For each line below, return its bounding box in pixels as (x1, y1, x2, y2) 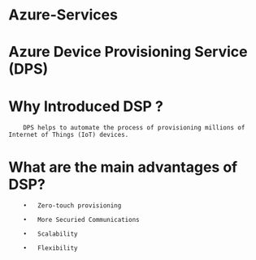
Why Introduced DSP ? (8, 97, 164, 115)
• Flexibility (23, 245, 79, 253)
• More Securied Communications (23, 216, 140, 224)
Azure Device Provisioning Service (8, 43, 248, 62)
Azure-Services (8, 6, 118, 24)
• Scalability (23, 230, 79, 238)
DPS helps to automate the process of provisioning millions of (23, 124, 245, 132)
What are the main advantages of (8, 158, 238, 176)
